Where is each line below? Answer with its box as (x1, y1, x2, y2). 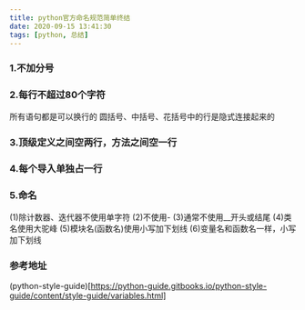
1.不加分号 (9, 62, 55, 75)
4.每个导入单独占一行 (9, 163, 103, 175)
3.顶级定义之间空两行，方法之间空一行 (9, 135, 178, 148)
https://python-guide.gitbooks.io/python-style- (90, 281, 267, 292)
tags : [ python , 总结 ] (9, 30, 89, 39)
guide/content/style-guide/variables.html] (9, 290, 167, 301)
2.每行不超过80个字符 (9, 88, 107, 101)
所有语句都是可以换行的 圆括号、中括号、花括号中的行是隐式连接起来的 (9, 111, 275, 122)
